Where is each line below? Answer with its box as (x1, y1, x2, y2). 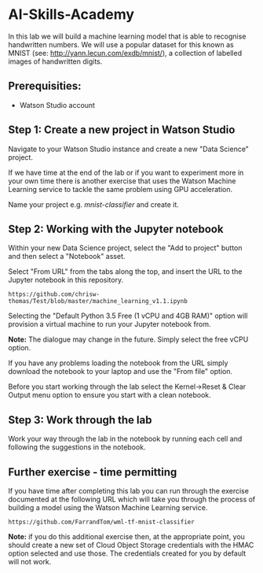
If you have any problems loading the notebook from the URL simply (8, 358, 228, 368)
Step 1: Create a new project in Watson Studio (8, 124, 236, 137)
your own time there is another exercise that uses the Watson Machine (8, 176, 236, 186)
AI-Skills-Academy (8, 6, 135, 24)
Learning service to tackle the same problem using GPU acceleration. (8, 184, 233, 194)
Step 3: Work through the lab (8, 413, 152, 427)
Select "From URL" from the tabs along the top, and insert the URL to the (8, 267, 243, 276)
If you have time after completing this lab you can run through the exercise (8, 486, 250, 495)
